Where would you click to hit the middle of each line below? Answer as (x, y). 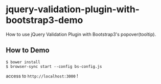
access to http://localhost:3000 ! (42, 76)
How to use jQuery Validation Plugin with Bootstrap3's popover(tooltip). (81, 34)
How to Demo (28, 50)
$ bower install (23, 62)
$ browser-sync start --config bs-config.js (54, 66)
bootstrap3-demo (44, 20)
